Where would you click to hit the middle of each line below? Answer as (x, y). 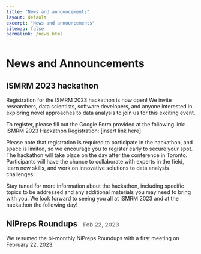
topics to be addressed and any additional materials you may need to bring (98, 192)
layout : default (26, 17)
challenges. (20, 174)
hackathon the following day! (42, 205)
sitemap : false (25, 28)
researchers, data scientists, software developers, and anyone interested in (99, 107)
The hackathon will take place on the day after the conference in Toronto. (97, 155)
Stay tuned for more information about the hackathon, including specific (95, 186)
